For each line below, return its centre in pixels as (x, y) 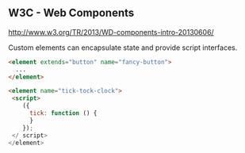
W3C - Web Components (71, 13)
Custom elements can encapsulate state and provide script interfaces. (123, 48)
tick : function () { (63, 113)
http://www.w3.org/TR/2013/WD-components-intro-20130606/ (111, 32)
